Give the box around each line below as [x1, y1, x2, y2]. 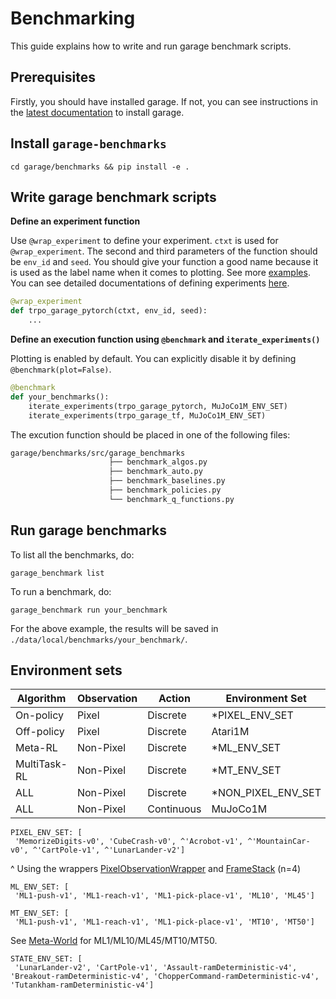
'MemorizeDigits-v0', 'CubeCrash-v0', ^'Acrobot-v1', [14, 837, 244, 847]
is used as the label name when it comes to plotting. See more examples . [10, 267, 311, 279]
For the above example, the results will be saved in [10, 622, 219, 634]
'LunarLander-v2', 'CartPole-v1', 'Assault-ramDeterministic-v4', [14, 963, 298, 973]
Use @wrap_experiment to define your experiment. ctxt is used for [10, 235, 279, 247]
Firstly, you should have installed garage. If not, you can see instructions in [10, 95, 318, 107]
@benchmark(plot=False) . [10, 363, 112, 375]
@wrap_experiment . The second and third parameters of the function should [10, 245, 318, 257]
